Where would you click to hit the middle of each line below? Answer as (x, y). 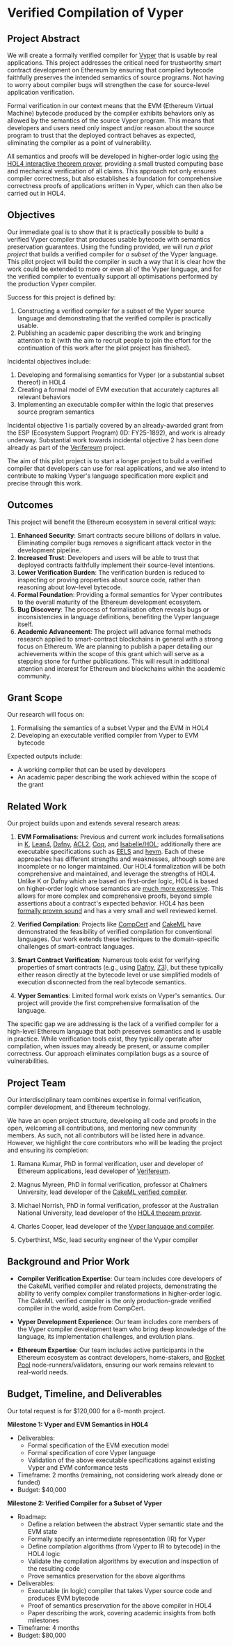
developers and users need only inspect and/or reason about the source (111, 128)
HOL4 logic (44, 1553)
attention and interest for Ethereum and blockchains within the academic (121, 668)
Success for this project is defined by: (62, 297)
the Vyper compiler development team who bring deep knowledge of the (121, 1329)
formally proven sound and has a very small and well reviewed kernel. (117, 911)
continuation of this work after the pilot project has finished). (104, 348)
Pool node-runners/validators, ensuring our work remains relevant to (115, 1365)
